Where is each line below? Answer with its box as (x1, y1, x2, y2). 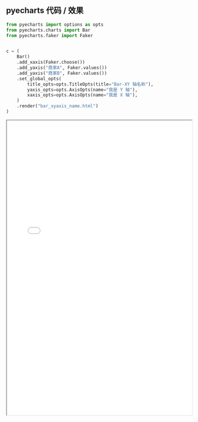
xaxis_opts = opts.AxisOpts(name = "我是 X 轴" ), (27, 92, 138, 98)
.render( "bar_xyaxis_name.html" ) (16, 103, 99, 109)
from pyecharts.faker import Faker (6, 32, 93, 38)
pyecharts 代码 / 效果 (6, 5, 84, 16)
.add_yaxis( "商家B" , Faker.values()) (16, 70, 108, 76)
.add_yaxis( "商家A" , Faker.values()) (16, 65, 108, 71)
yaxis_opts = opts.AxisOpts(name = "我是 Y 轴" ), (27, 87, 138, 93)
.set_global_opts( (16, 75, 62, 81)
